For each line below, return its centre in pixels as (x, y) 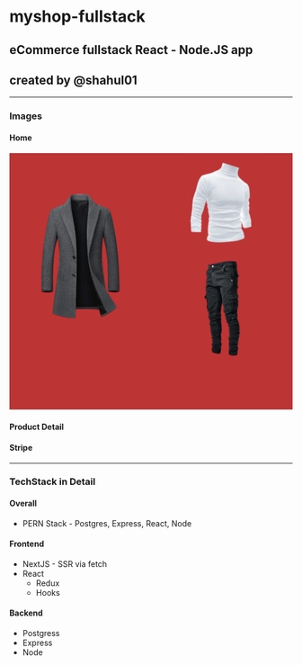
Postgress (41, 634)
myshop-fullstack (77, 17)
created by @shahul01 (73, 80)
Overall (23, 503)
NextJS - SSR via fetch (65, 563)
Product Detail (37, 427)
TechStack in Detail (53, 481)
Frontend (27, 544)
